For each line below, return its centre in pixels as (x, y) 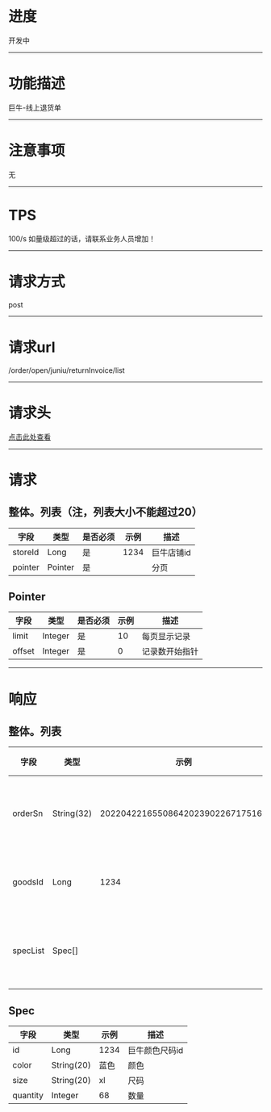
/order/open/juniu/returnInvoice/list (67, 370)
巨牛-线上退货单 (35, 107)
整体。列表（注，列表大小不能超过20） (106, 512)
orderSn (28, 813)
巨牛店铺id (171, 552)
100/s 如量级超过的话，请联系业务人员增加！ (82, 238)
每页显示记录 (166, 637)
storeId (26, 552)
